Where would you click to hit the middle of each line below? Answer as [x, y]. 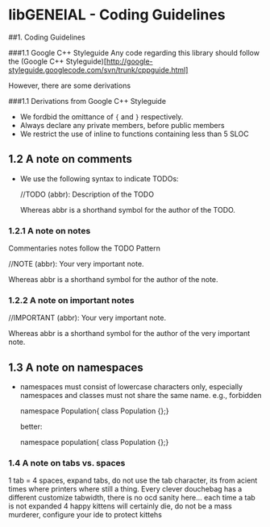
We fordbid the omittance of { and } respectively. [102, 116]
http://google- [129, 61]
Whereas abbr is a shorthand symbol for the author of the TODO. [128, 210]
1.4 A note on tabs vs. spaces [67, 463]
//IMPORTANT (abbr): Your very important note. [87, 318]
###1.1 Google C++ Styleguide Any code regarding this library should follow [134, 52]
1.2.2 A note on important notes [71, 300]
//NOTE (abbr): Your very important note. [76, 264]
